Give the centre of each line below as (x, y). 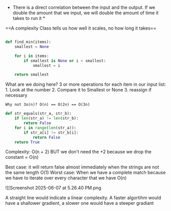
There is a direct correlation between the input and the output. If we (84, 7)
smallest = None (32, 46)
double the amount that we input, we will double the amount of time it (86, 13)
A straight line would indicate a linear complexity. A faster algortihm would (83, 198)
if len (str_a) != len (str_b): (47, 119)
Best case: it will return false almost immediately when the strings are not (82, 167)
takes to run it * (29, 18)
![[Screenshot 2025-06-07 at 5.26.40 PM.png (53, 188)
